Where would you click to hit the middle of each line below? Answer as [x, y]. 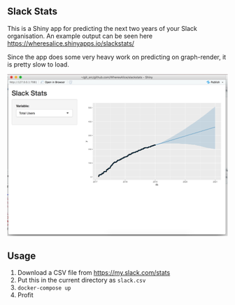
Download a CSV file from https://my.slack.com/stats [94, 273]
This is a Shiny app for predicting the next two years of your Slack [102, 28]
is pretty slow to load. [38, 64]
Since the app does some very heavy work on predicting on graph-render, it [117, 57]
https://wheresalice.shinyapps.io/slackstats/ [71, 43]
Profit [25, 295]
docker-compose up [44, 288]
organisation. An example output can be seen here [80, 36]
